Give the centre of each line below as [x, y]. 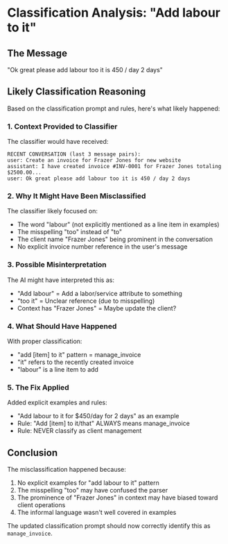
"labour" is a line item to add [58, 369]
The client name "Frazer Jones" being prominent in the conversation [115, 239]
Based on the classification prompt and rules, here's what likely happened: [114, 108]
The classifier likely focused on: [53, 211]
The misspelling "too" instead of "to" [70, 232]
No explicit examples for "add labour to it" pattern [88, 483]
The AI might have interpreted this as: [61, 280]
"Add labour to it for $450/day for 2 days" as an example [98, 416]
